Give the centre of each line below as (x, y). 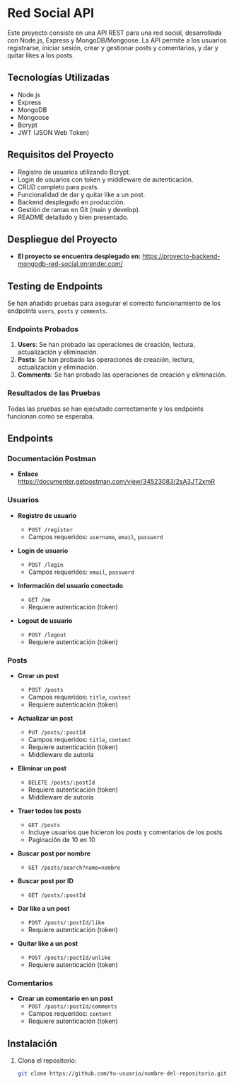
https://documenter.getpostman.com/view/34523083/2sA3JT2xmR (116, 482)
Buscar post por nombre (54, 853)
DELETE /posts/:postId (62, 783)
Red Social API (51, 13)
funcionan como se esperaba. (51, 416)
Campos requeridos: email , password (81, 572)
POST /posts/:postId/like (66, 923)
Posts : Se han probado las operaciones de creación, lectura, (106, 360)
